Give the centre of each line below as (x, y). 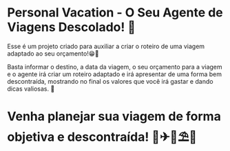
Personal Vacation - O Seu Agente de (115, 13)
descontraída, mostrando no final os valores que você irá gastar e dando (110, 81)
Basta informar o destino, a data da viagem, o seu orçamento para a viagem (115, 67)
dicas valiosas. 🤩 (31, 89)
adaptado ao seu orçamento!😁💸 (53, 54)
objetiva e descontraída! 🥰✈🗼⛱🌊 (102, 137)
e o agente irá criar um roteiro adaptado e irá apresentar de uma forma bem (115, 74)
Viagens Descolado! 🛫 (72, 27)
